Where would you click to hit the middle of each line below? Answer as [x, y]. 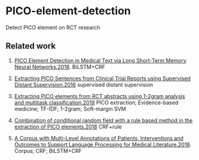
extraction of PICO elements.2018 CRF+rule [68, 127]
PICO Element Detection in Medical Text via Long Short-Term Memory [100, 60]
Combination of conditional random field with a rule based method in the [103, 120]
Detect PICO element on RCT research [53, 27]
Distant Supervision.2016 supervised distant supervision [84, 84]
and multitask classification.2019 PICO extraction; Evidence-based [96, 102]
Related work [31, 46]
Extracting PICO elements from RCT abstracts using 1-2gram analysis [100, 96]
